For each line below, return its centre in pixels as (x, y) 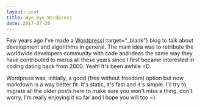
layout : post (23, 12)
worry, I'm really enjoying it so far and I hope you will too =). (82, 97)
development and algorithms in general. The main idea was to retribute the (100, 47)
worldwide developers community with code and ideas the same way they (100, 53)
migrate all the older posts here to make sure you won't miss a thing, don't (100, 91)
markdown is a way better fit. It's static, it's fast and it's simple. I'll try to (96, 85)
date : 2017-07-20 (28, 23)
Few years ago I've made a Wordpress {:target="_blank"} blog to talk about (100, 41)
